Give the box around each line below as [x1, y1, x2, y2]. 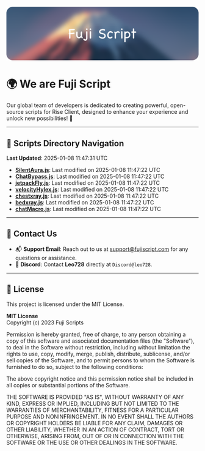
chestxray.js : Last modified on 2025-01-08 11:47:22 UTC [15, 192, 159, 199]
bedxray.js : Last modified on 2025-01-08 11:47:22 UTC [15, 199, 154, 206]
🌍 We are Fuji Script [6, 77, 111, 91]
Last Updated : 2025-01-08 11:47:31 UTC [6, 154, 108, 162]
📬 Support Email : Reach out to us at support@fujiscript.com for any [15, 245, 189, 253]
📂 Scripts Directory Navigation [6, 138, 124, 149]
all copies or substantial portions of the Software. [6, 381, 130, 389]
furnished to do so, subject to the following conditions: [6, 363, 143, 370]
